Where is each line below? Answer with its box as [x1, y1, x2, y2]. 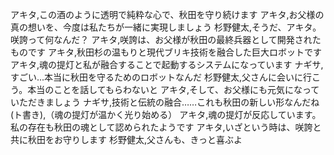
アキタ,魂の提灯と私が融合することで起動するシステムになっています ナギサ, [10, 59, 324, 70]
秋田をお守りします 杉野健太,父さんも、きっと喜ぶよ [27, 134, 243, 145]
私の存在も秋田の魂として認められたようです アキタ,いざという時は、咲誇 [10, 121, 313, 133]
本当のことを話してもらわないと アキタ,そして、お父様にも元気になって [27, 84, 320, 95]
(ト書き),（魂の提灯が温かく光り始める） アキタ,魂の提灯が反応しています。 [10, 109, 322, 120]
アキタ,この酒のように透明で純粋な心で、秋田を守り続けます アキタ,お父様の [10, 9, 325, 20]
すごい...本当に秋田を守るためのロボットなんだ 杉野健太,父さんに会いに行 [10, 71, 313, 83]
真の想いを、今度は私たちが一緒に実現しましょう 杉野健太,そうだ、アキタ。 [10, 21, 322, 33]
